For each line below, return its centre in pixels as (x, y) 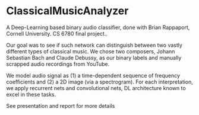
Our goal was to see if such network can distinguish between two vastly (94, 45)
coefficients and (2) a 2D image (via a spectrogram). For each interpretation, (99, 82)
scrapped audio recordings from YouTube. (58, 64)
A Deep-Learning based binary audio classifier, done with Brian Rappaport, (98, 27)
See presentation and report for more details (61, 106)
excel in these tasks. (31, 94)
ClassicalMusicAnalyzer (67, 11)
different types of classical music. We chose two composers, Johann (91, 51)
